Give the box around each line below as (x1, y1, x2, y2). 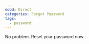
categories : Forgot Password (5, 12, 65, 16)
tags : (5, 16, 16, 21)
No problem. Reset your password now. (5, 34, 85, 40)
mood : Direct (5, 7, 32, 12)
